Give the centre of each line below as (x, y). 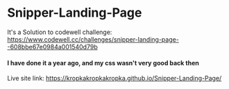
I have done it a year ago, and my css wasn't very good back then (103, 63)
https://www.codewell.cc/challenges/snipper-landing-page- (93, 39)
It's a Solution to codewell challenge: (60, 32)
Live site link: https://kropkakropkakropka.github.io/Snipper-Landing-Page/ (114, 79)
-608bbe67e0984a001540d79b (53, 47)
